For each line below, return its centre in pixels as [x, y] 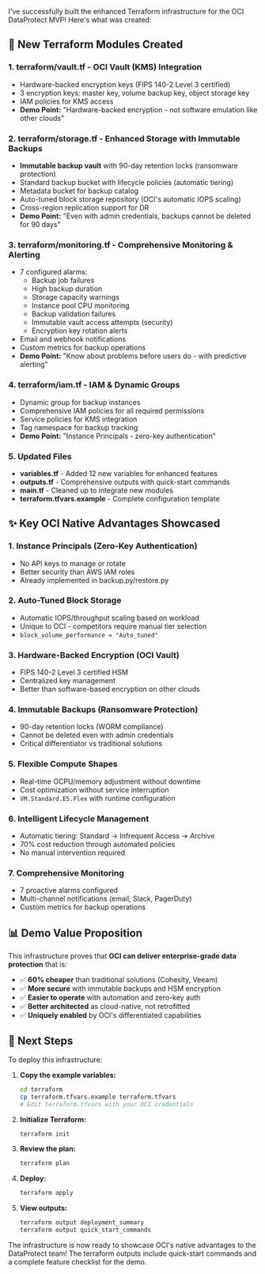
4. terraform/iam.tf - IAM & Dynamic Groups [94, 385]
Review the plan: [48, 1149]
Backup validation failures [74, 314]
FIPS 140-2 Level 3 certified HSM [74, 672]
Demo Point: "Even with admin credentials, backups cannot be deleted [135, 216]
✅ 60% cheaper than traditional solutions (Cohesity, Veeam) [119, 980]
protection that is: [38, 965]
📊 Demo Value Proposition [76, 933]
